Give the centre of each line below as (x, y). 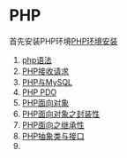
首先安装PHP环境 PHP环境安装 (63, 41)
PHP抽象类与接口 (53, 136)
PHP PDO (39, 92)
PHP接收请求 (45, 71)
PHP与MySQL (47, 82)
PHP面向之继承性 (53, 124)
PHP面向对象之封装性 (61, 114)
